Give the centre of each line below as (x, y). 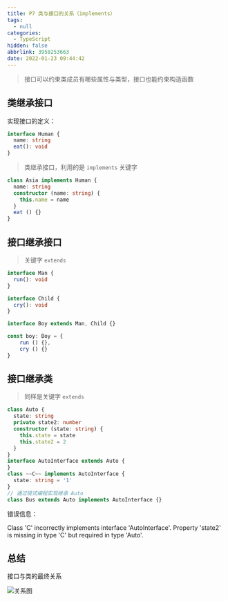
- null (23, 26)
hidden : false (28, 46)
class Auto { (26, 410)
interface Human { (34, 134)
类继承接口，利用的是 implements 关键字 (81, 167)
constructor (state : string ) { (58, 429)
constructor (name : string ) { (57, 193)
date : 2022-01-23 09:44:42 (46, 59)
